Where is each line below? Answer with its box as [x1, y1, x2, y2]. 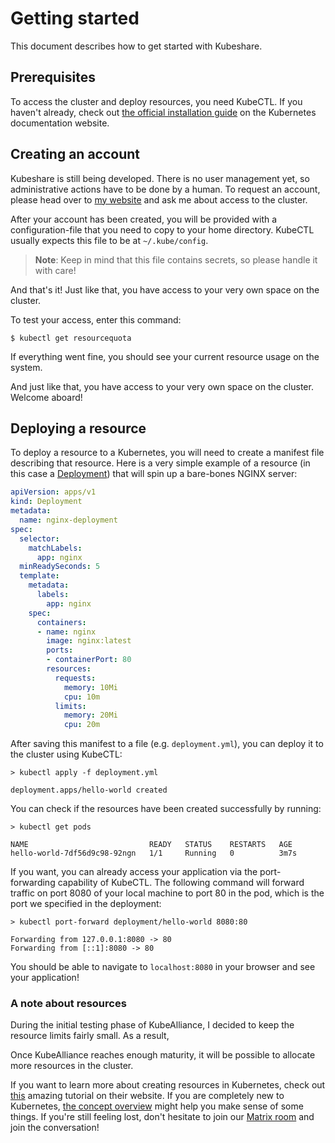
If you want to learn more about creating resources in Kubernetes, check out [10, 1079, 326, 1091]
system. [10, 361, 43, 373]
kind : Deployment [10, 497, 83, 507]
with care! [34, 264, 77, 276]
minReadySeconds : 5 [19, 562, 101, 572]
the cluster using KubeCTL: [10, 748, 123, 761]
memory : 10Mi [63, 682, 118, 692]
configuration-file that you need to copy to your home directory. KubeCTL [10, 223, 315, 236]
